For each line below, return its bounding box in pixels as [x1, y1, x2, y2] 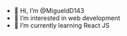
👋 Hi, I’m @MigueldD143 [13, 7, 85, 15]
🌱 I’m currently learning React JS [13, 21, 110, 29]
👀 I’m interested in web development [13, 14, 121, 22]
